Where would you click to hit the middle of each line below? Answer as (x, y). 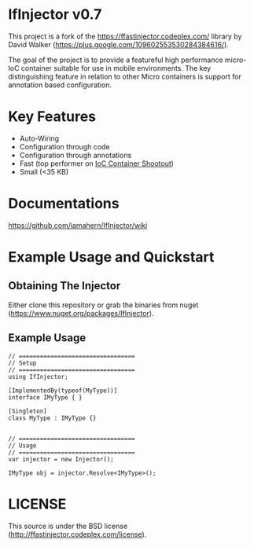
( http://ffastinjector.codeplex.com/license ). (77, 534)
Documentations (64, 204)
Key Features (52, 117)
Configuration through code (64, 146)
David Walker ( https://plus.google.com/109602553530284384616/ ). (119, 44)
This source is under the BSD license (68, 526)
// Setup (22, 363)
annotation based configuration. (60, 85)
